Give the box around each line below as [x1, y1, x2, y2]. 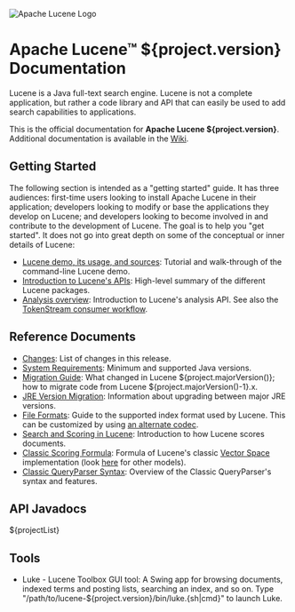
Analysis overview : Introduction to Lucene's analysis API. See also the [21, 294, 279, 305]
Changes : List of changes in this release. [21, 353, 171, 363]
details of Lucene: [9, 239, 76, 250]
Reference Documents [9, 330, 136, 345]
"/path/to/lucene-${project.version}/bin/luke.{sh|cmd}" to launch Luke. [21, 593, 283, 604]
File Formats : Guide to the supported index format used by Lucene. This [21, 409, 286, 420]
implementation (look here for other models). [21, 457, 187, 467]
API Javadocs [9, 501, 87, 516]
